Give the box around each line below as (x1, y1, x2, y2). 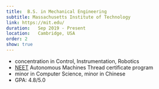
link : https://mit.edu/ (6, 19, 65, 25)
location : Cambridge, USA (6, 31, 76, 37)
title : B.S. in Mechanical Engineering (6, 8, 108, 15)
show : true (6, 42, 33, 48)
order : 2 (6, 36, 28, 42)
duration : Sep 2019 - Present (6, 25, 86, 31)
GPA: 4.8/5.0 (14, 76, 46, 83)
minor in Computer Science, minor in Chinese (14, 70, 126, 77)
